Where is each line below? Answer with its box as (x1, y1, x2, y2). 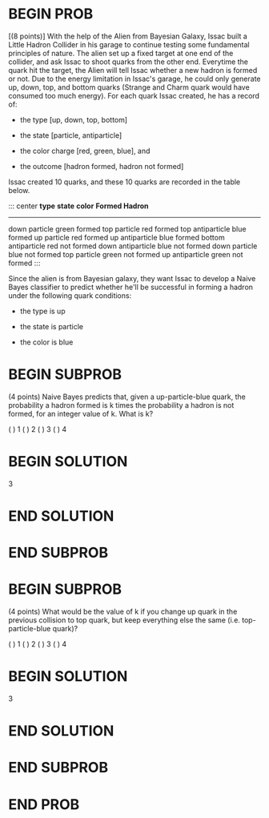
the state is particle (19, 321, 84, 331)
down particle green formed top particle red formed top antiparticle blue (8, 224, 247, 233)
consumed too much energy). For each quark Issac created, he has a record (8, 91, 260, 100)
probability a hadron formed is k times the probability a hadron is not (8, 400, 235, 409)
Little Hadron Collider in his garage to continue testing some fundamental (8, 39, 250, 49)
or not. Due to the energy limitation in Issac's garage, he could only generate (8, 74, 261, 83)
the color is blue (19, 337, 74, 347)
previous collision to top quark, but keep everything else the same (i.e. (8, 615, 240, 625)
